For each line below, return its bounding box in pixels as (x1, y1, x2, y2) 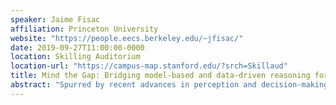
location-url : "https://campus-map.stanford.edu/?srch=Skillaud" (10, 61, 288, 71)
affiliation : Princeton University (10, 24, 159, 34)
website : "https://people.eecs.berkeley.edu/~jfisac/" (10, 33, 244, 43)
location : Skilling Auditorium (10, 52, 141, 62)
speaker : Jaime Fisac (10, 14, 101, 25)
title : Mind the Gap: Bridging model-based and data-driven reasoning (10, 71, 311, 81)
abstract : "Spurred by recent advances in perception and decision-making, (10, 80, 333, 90)
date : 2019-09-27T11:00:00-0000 (10, 42, 145, 53)
